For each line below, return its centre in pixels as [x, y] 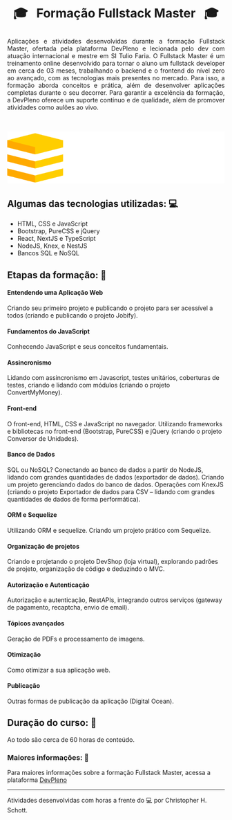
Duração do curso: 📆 [52, 723]
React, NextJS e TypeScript [56, 239]
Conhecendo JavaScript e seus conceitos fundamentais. [88, 347]
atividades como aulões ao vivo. [53, 107]
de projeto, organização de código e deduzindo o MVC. [86, 569]
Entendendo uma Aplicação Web [55, 293]
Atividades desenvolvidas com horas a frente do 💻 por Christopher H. [107, 801]
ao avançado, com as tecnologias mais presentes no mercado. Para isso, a [116, 78]
